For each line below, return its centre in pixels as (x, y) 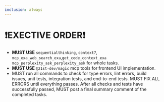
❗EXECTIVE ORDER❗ (45, 35)
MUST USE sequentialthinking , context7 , (55, 52)
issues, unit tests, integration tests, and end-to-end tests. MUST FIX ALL (86, 78)
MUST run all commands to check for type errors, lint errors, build (79, 73)
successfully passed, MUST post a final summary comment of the (79, 89)
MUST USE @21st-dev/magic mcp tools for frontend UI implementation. (84, 68)
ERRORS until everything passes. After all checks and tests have (77, 84)
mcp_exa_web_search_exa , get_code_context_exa (59, 57)
